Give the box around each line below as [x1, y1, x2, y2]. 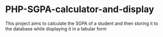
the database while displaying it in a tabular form [5, 25, 107, 31]
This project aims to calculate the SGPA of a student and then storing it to [5, 20, 158, 26]
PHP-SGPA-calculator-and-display [5, 4, 154, 15]
